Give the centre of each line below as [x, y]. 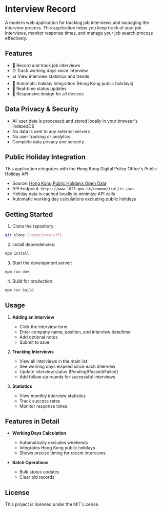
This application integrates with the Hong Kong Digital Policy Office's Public [81, 169]
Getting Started [29, 214]
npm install [17, 254]
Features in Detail [32, 421]
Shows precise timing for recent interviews [62, 453]
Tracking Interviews [33, 352]
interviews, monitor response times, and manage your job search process [79, 33]
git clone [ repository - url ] [34, 235]
